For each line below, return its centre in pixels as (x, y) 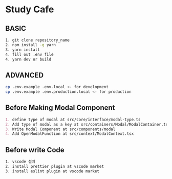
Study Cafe (30, 9)
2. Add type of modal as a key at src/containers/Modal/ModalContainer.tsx (88, 124)
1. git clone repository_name (38, 40)
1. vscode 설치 (20, 162)
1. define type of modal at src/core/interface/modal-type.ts (73, 120)
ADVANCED (25, 75)
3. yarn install (23, 50)
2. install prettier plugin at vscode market (55, 166)
